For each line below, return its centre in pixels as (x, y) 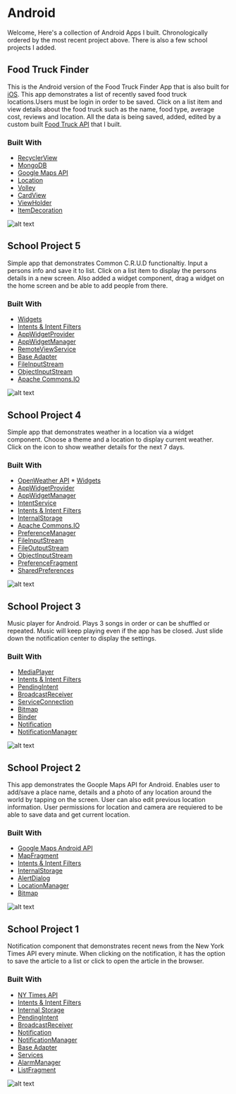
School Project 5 (44, 246)
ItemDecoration (40, 210)
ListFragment (37, 1069)
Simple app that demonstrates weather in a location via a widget (100, 432)
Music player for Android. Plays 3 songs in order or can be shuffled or (108, 624)
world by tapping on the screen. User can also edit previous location (106, 800)
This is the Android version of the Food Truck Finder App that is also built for (118, 87)
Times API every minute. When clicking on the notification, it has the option (116, 954)
